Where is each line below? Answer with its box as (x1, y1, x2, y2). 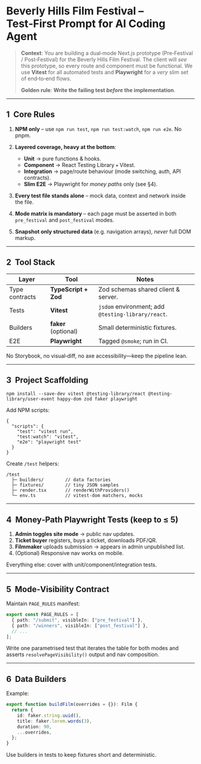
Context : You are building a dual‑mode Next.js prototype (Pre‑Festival (20, 49, 193, 56)
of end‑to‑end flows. (20, 75, 72, 82)
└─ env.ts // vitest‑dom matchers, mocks (11, 493, 144, 499)
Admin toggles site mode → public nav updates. (14, 530, 135, 538)
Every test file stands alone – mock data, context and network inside (14, 192, 186, 199)
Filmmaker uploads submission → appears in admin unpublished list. (14, 543, 185, 550)
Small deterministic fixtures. (98, 323, 177, 332)
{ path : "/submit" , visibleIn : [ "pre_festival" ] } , (11, 617, 144, 623)
